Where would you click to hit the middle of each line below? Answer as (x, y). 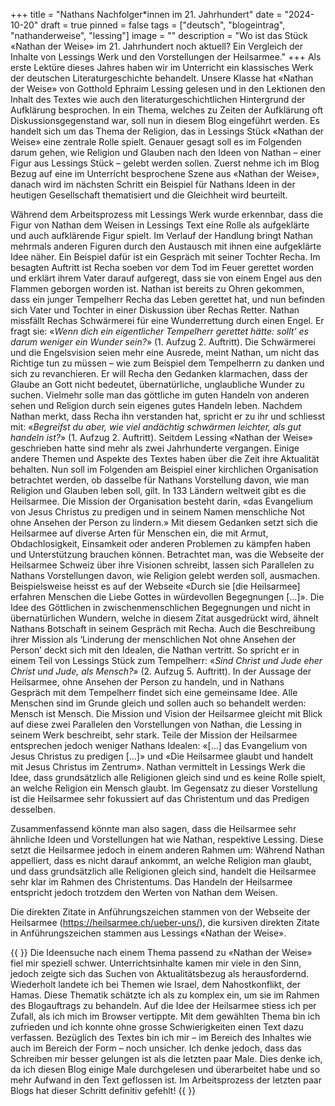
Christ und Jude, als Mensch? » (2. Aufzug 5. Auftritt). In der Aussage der (161, 671)
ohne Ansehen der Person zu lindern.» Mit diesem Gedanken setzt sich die (164, 522)
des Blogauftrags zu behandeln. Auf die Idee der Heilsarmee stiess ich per (163, 1005)
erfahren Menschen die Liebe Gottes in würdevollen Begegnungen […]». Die (167, 597)
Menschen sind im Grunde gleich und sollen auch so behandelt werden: (158, 703)
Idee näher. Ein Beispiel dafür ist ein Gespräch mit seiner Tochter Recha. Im (165, 257)
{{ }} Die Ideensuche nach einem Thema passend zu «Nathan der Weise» (161, 952)
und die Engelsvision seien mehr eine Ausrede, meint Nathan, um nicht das (165, 352)
